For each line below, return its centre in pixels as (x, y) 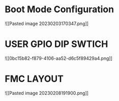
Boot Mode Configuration (59, 9)
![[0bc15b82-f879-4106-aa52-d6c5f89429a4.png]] (59, 58)
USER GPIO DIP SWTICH (56, 44)
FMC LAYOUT (34, 79)
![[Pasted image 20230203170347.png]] (47, 23)
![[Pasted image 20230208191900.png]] (47, 93)
